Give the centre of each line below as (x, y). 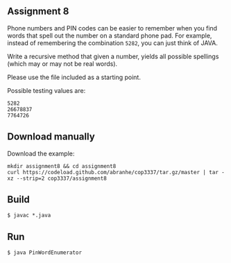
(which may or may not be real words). (62, 63)
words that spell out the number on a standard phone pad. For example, (110, 35)
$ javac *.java (29, 215)
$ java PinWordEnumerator (44, 253)
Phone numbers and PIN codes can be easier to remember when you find (112, 28)
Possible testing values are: (46, 90)
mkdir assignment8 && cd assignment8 (62, 166)
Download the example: (41, 153)
